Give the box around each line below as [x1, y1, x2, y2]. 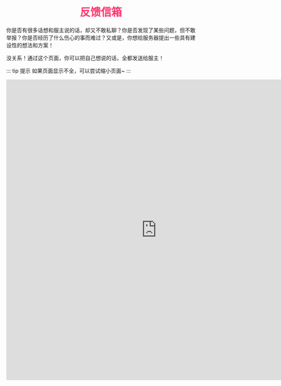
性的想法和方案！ [11, 41, 54, 49]
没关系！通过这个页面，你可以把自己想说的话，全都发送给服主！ [6, 54, 164, 61]
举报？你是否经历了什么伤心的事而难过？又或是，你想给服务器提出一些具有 [6, 34, 190, 41]
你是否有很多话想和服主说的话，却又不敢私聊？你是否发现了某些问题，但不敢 [6, 26, 196, 34]
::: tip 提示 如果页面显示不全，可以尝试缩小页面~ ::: [6, 67, 131, 74]
